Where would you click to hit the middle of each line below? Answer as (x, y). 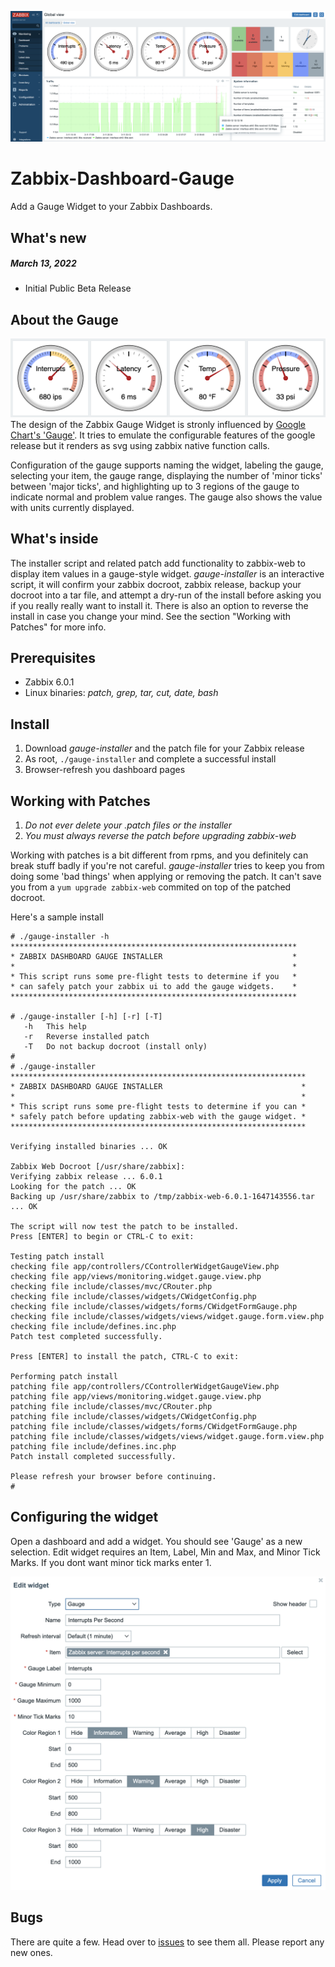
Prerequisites (53, 657)
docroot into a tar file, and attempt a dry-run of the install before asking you (166, 595)
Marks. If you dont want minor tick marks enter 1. (111, 1562)
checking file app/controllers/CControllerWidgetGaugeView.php (145, 1267)
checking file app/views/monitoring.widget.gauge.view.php (136, 1277)
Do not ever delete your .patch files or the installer (128, 825)
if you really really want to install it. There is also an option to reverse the (159, 605)
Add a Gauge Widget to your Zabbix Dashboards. (111, 207)
